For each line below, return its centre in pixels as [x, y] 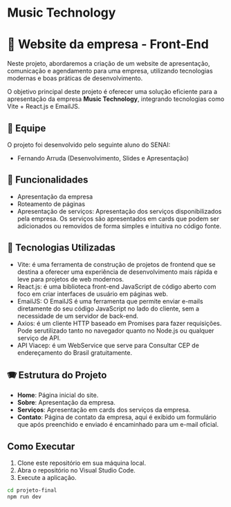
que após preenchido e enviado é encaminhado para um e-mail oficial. [118, 425]
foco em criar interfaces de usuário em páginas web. [92, 294]
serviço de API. [39, 338]
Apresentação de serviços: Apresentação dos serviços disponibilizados [119, 211]
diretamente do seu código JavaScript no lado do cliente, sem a [108, 308]
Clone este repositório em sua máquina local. [82, 463]
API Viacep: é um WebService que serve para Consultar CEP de [108, 345]
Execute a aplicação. [47, 478]
